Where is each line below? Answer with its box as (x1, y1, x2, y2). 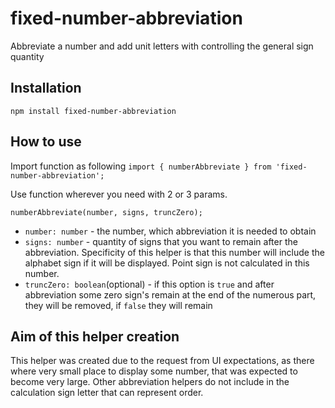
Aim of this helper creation (10, 328, 180, 345)
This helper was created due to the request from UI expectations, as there (10, 355, 315, 367)
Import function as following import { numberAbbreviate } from (10, 160, 272, 172)
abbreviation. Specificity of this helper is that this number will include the (24, 246, 325, 258)
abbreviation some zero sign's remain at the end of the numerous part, (24, 288, 317, 301)
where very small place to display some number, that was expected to (10, 365, 298, 377)
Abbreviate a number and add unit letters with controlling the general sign (10, 40, 314, 52)
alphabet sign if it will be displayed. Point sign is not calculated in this (24, 257, 310, 269)
